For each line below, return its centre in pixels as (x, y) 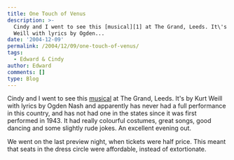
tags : (15, 53)
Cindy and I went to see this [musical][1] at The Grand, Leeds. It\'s (121, 27)
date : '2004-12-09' (36, 40)
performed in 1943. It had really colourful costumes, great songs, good (109, 121)
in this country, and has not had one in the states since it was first (102, 113)
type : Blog (23, 79)
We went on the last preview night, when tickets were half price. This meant (117, 142)
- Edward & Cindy (39, 59)
